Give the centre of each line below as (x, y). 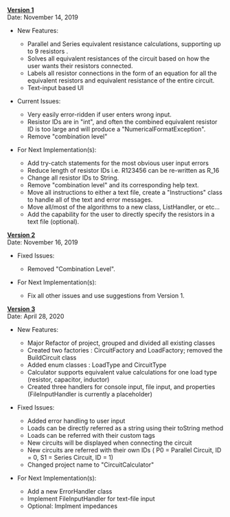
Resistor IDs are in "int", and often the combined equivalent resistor (122, 122)
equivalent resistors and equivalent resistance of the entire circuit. (121, 81)
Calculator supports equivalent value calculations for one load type (122, 372)
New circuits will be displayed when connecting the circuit (110, 443)
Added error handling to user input (76, 421)
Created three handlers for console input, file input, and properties (121, 387)
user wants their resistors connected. (80, 66)
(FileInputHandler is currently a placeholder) (90, 394)
